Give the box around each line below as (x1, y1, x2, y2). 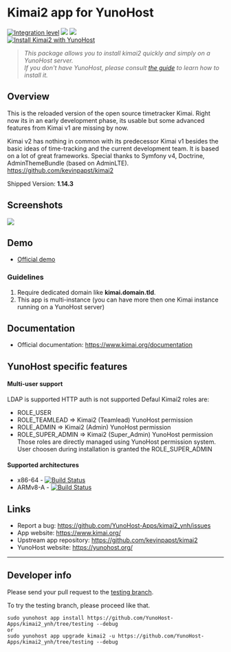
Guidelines (7, 273, 44, 282)
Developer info (7, 570, 72, 581)
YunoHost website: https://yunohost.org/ (16, 543, 133, 552)
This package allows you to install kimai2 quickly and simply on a (23, 49, 211, 57)
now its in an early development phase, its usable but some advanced (7, 116, 205, 124)
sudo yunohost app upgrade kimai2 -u (7, 632, 115, 640)
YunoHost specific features (7, 361, 128, 372)
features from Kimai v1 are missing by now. (7, 124, 129, 132)
